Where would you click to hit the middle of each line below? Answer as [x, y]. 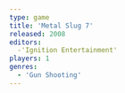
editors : [25, 42]
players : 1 [29, 58]
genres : [24, 67]
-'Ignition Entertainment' [67, 50]
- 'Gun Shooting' [50, 75]
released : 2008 [37, 34]
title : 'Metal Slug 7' [51, 26]
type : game [29, 17]
